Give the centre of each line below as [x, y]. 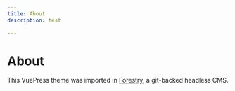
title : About [26, 14]
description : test [34, 20]
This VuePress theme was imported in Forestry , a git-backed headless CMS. [118, 80]
